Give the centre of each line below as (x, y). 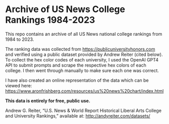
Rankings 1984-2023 (50, 20)
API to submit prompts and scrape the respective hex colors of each (76, 65)
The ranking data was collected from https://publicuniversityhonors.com (80, 49)
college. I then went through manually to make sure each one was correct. (82, 70)
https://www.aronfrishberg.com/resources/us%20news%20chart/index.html (84, 91)
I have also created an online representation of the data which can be (77, 80)
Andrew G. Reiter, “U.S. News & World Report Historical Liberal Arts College (83, 110)
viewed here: (19, 85)
